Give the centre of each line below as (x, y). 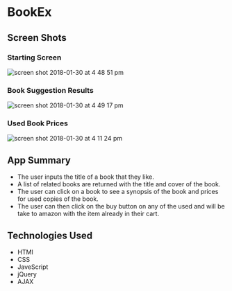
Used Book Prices (38, 123)
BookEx (30, 12)
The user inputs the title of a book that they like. (85, 177)
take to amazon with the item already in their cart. (88, 214)
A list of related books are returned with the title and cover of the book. (119, 184)
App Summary (39, 160)
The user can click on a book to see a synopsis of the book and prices (118, 192)
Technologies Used (50, 235)
